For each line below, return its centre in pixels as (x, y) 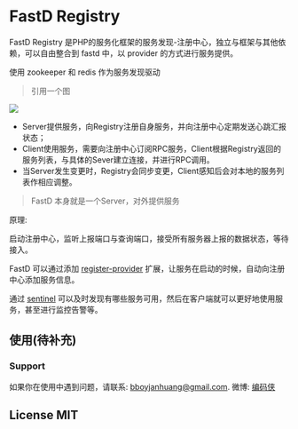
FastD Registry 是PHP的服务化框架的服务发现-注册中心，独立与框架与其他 (144, 42)
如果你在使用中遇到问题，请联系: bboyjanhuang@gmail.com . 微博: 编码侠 (142, 386)
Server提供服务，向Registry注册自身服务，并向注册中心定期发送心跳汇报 (154, 126)
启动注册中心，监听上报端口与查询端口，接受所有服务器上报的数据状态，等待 (149, 238)
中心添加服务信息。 (44, 279)
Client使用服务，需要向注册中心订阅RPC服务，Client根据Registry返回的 (152, 148)
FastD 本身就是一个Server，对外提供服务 (105, 201)
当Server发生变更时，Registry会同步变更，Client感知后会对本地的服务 (149, 171)
